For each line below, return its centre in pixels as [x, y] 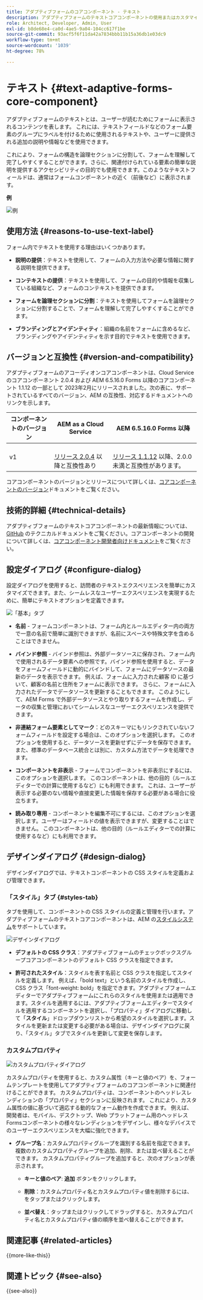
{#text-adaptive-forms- [112, 88]
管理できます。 [30, 880]
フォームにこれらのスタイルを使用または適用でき [133, 995]
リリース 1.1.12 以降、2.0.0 [152, 457]
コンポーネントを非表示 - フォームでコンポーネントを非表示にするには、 [105, 770]
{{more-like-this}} [28, 1255]
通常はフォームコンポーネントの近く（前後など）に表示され [112, 177]
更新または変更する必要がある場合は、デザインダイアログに [110, 1026]
